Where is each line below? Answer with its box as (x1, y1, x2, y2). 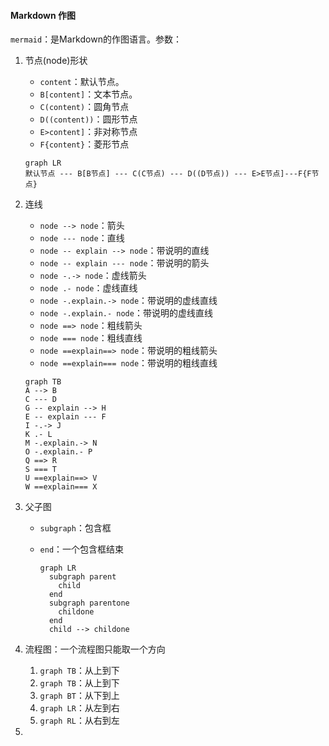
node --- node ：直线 (39, 232, 125, 244)
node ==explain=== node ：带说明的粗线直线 (39, 357, 218, 369)
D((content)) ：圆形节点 (39, 113, 138, 125)
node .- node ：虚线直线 (39, 282, 138, 294)
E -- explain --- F (24, 412, 107, 422)
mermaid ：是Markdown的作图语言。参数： (10, 33, 182, 45)
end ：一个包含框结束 (39, 543, 125, 555)
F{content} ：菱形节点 (39, 138, 130, 150)
